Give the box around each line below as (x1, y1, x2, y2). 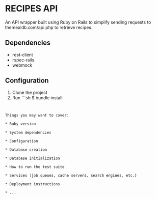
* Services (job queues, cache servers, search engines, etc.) (5, 173, 137, 178)
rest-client (12, 52, 33, 57)
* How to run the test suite (5, 164, 65, 170)
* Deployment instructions (5, 181, 60, 187)
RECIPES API (5, 3, 58, 14)
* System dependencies (5, 130, 52, 135)
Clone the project (12, 89, 48, 95)
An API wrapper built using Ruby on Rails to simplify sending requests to (5, 19, 151, 25)
